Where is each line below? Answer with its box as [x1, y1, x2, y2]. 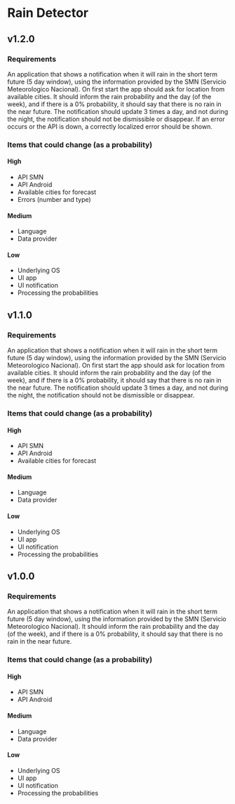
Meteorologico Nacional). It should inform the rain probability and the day [7, 623, 220, 631]
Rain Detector [7, 5, 89, 21]
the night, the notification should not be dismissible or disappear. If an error [7, 115, 225, 123]
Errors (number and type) [17, 196, 91, 203]
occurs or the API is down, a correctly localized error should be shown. [7, 122, 213, 131]
